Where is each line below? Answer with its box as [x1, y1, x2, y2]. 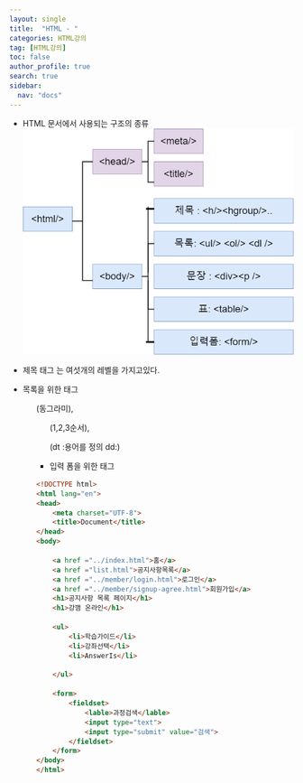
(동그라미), [35, 403, 74, 414]
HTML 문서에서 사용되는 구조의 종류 [22, 117, 149, 128]
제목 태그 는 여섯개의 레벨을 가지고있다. [22, 364, 161, 375]
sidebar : [9, 81, 42, 90]
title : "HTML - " [9, 23, 78, 33]
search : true [9, 72, 59, 81]
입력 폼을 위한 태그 [49, 461, 115, 471]
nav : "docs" [17, 90, 63, 99]
